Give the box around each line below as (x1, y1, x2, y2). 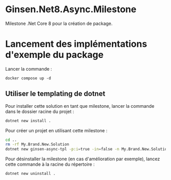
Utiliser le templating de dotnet (5, 89, 105, 98)
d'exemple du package (5, 49, 104, 61)
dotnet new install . (5, 118, 51, 123)
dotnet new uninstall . (5, 171, 56, 176)
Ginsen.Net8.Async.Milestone (5, 4, 136, 15)
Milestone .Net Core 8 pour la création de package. (5, 20, 113, 26)
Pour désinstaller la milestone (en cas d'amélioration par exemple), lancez (5, 156, 160, 162)
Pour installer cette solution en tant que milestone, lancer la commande (5, 103, 155, 109)
